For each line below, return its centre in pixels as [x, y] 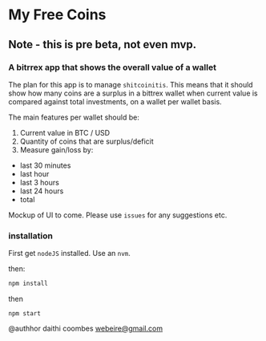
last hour [34, 173]
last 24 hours [42, 191]
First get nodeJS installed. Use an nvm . [69, 254]
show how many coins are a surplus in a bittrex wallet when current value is [133, 93]
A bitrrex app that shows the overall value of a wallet [112, 67]
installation [31, 236]
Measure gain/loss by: [56, 149]
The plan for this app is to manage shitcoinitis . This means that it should [131, 84]
